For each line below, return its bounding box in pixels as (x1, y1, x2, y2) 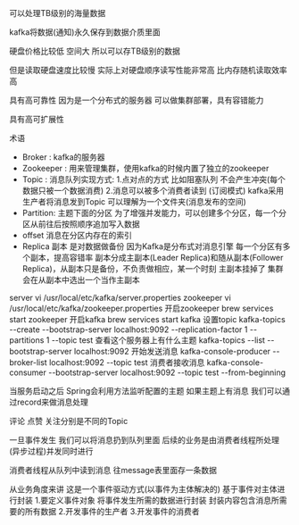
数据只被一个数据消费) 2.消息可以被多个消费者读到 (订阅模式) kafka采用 (21, 186, 284, 196)
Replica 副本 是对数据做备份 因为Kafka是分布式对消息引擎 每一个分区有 (21, 241, 283, 252)
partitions (9, 335, 45, 346)
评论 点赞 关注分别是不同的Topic (9, 416, 129, 426)
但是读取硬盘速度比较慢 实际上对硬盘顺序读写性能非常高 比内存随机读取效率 (9, 65, 287, 75)
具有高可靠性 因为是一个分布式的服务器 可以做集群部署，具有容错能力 (9, 95, 264, 105)
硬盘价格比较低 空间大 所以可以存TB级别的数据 (9, 46, 181, 56)
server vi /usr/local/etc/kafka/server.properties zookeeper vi (9, 293, 232, 303)
